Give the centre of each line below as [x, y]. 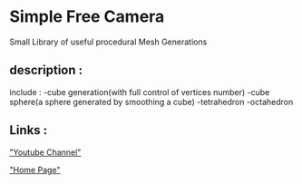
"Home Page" [35, 169]
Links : [29, 130]
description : [46, 70]
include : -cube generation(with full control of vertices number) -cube [140, 92]
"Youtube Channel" [45, 152]
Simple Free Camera [87, 17]
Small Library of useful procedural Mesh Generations [108, 42]
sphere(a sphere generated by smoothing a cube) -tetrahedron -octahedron [151, 102]
